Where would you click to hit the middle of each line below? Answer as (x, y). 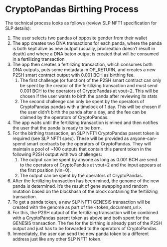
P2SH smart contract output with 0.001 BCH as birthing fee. (74, 75)
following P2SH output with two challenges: (57, 154)
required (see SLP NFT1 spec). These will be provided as (71, 138)
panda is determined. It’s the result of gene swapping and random (80, 186)
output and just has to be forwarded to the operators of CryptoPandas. (85, 228)
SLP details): (18, 28)
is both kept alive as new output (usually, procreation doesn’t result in (84, 48)
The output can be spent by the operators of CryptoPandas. (81, 175)
